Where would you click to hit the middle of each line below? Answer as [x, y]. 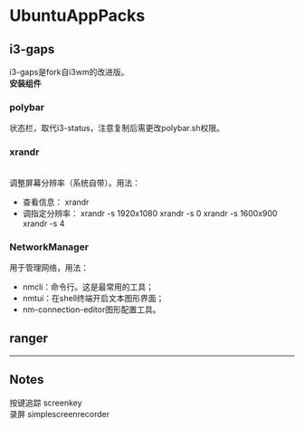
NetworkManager [49, 247]
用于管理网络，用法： [49, 267]
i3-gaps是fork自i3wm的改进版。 [69, 72]
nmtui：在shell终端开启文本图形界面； [93, 298]
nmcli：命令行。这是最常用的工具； [88, 287]
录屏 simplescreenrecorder [60, 414]
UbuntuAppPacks [77, 16]
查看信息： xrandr [56, 202]
